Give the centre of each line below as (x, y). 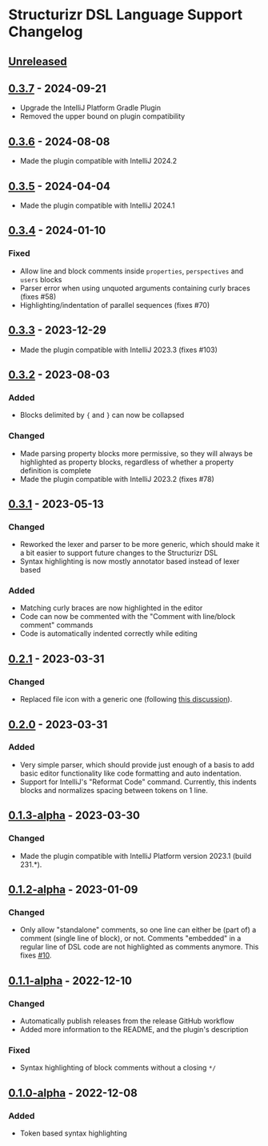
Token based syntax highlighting (74, 1133)
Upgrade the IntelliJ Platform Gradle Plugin (90, 108)
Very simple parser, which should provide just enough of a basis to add (137, 764)
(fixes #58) (38, 296)
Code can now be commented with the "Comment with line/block (128, 617)
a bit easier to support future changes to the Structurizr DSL (119, 553)
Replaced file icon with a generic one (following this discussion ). (126, 699)
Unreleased (38, 61)
